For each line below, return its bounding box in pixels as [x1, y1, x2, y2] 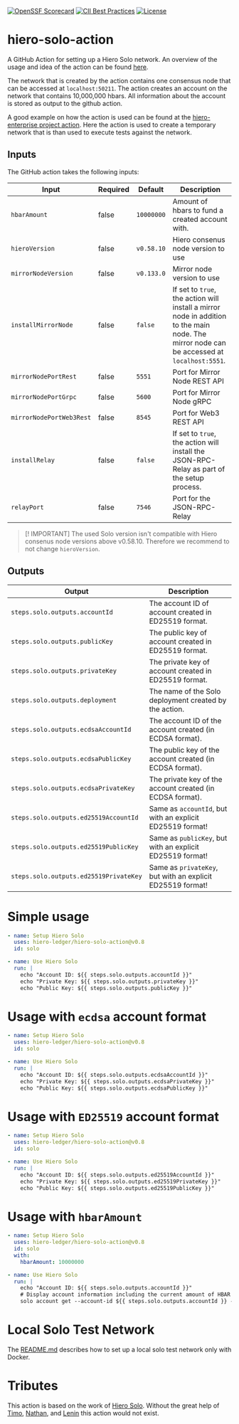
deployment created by [149, 695, 227, 705]
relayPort [11, 503, 44, 511]
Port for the [172, 493, 211, 503]
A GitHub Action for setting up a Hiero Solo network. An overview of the [7, 55, 218, 63]
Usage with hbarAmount [7, 1208, 142, 1225]
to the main [172, 320, 211, 330]
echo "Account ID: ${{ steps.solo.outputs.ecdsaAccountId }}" [20, 1071, 208, 1078]
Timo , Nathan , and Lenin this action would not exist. [7, 1408, 159, 1417]
